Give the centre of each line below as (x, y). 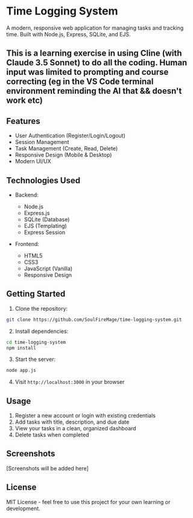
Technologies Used (43, 180)
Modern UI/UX (33, 161)
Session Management (42, 142)
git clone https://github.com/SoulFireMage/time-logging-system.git (94, 319)
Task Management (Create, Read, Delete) (66, 149)
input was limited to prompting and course (87, 72)
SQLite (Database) (47, 219)
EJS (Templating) (46, 225)
